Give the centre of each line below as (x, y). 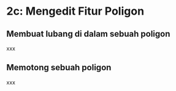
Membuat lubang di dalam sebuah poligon (88, 34)
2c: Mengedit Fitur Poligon (75, 11)
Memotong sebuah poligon (59, 67)
